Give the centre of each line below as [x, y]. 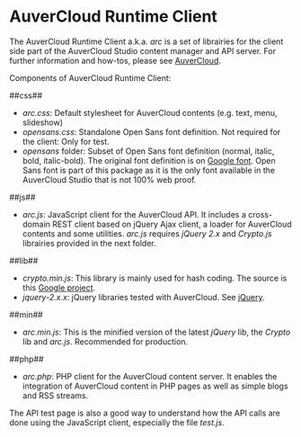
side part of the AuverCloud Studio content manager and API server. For [143, 50]
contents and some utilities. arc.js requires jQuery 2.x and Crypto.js [147, 233]
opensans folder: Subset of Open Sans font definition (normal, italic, [148, 151]
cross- [260, 214]
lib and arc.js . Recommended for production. [105, 341]
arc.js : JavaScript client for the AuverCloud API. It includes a [134, 214]
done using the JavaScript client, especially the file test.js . [117, 422]
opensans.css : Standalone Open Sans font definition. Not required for [151, 131]
